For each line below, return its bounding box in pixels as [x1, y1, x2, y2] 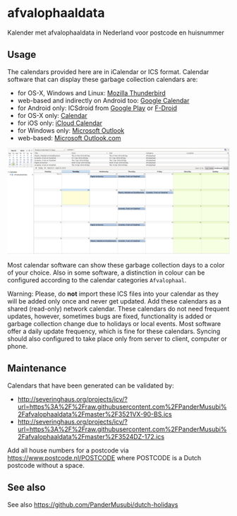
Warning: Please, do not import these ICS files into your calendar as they [7, 289, 219, 298]
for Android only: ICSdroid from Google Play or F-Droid [17, 104, 178, 112]
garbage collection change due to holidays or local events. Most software [7, 319, 221, 328]
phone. [7, 342, 28, 350]
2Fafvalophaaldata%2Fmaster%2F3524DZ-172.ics [17, 432, 164, 440]
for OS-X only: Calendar [17, 111, 87, 119]
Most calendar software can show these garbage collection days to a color [7, 260, 225, 269]
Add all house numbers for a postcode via [7, 446, 129, 455]
